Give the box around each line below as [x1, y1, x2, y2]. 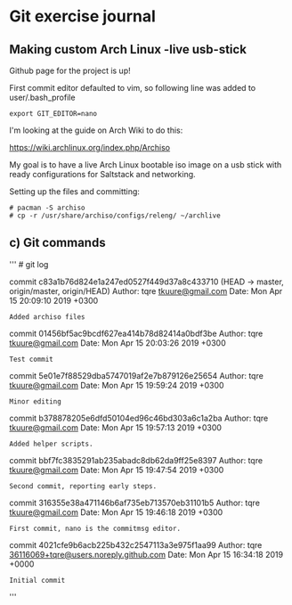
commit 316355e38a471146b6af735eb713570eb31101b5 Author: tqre [9, 497, 261, 508]
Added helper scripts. [9, 439, 93, 448]
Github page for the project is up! [9, 65, 131, 76]
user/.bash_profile [9, 92, 76, 102]
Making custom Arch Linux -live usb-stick [9, 42, 247, 57]
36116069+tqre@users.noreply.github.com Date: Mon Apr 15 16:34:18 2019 [9, 549, 283, 560]
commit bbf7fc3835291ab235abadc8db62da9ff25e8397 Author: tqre [9, 454, 264, 465]
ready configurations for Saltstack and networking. [9, 169, 196, 179]
